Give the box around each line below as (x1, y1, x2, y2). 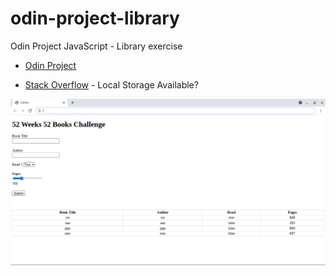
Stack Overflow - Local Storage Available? (24, 78, 199, 91)
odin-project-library (10, 7, 180, 30)
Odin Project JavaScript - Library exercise (10, 40, 183, 52)
